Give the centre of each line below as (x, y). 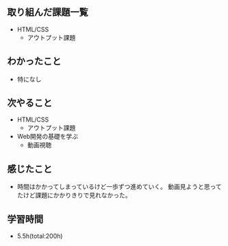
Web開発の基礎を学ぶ (48, 137)
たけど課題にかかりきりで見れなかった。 (74, 195)
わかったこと (34, 61)
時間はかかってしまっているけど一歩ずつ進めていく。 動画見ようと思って (119, 187)
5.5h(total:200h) (40, 236)
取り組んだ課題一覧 (48, 12)
